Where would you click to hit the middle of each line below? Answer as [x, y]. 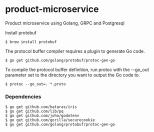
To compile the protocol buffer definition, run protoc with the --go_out [77, 69]
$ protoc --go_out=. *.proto [35, 84]
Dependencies [23, 96]
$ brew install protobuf [31, 42]
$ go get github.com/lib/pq [34, 111]
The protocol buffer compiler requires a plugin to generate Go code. [75, 51]
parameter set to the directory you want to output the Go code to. [72, 75]
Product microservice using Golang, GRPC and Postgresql [65, 23]
